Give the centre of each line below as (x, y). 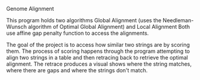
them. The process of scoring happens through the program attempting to (98, 51)
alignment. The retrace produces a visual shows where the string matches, (99, 64)
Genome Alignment (30, 9)
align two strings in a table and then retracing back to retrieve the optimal (97, 57)
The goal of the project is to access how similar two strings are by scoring (98, 45)
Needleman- (178, 20)
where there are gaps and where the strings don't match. (77, 70)
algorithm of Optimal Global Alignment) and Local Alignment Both (109, 27)
